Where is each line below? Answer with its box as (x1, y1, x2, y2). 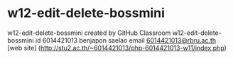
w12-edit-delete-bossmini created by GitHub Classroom (7, 28, 171, 37)
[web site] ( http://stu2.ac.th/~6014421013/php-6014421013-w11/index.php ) (7, 43, 227, 52)
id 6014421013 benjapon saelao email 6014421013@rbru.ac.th (35, 36, 217, 44)
